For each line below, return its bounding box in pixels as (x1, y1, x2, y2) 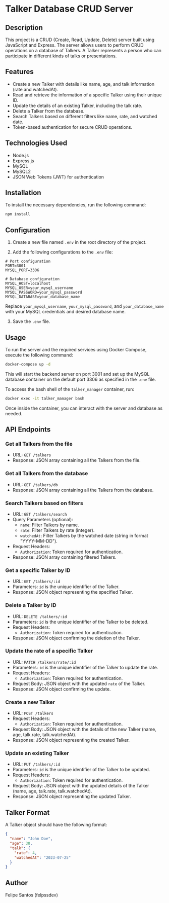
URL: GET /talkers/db (12, 481, 58, 487)
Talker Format (5, 808, 50, 817)
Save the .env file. (12, 318, 50, 324)
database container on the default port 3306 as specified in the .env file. (5, 376, 156, 382)
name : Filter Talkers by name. (20, 522, 79, 528)
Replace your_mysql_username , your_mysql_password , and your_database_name (5, 303, 164, 309)
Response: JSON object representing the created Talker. (12, 737, 130, 743)
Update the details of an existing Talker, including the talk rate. (12, 102, 143, 109)
